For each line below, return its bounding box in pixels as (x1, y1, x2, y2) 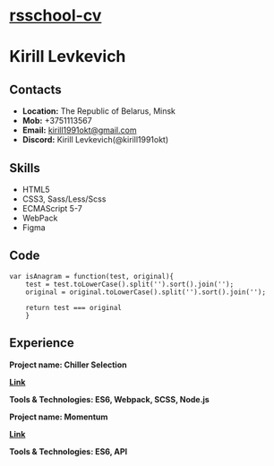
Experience (9, 335, 74, 350)
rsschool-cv (9, 5, 102, 26)
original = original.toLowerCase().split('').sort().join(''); (25, 288, 267, 297)
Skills (9, 160, 40, 176)
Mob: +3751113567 (21, 116, 92, 126)
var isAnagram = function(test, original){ (9, 272, 175, 280)
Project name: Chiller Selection (9, 359, 127, 370)
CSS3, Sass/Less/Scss (21, 194, 107, 204)
